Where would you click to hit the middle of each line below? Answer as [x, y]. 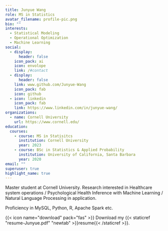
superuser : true [22, 169]
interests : [17, 29]
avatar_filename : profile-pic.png [41, 19]
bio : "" [13, 24]
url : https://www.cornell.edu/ [47, 122]
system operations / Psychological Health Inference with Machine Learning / [84, 193]
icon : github [28, 94]
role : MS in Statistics [30, 15]
